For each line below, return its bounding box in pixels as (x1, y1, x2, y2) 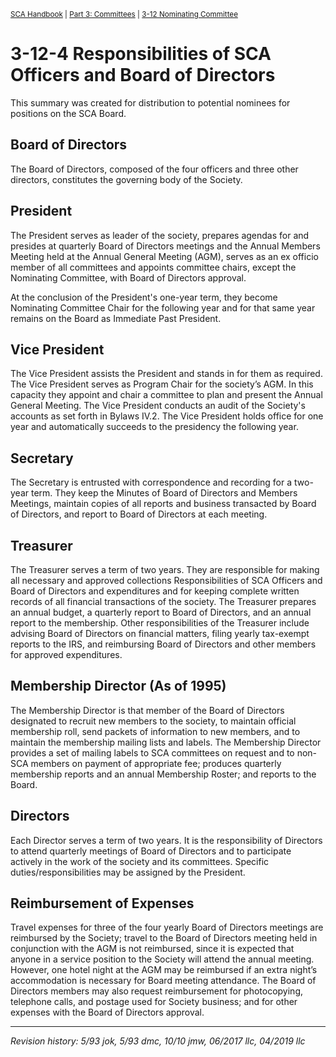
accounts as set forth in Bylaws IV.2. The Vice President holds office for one (10, 410, 324, 422)
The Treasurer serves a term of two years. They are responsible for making (10, 564, 320, 575)
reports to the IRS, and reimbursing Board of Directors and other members (10, 638, 317, 650)
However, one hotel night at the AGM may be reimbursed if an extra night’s (10, 964, 318, 976)
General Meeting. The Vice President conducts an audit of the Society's (10, 400, 306, 412)
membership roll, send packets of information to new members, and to (10, 725, 301, 737)
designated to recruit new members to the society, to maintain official (10, 715, 297, 727)
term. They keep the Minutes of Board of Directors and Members (30, 487, 298, 499)
